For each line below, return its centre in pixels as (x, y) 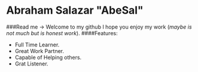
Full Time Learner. (37, 45)
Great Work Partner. (39, 51)
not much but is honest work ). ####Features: (62, 33)
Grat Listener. (32, 64)
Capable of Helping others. (48, 57)
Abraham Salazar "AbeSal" (75, 10)
